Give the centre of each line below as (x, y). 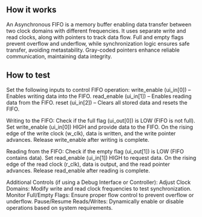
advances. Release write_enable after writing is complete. (78, 139)
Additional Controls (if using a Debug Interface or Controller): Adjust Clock (99, 182)
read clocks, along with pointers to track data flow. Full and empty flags (95, 37)
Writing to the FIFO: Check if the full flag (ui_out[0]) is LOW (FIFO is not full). (101, 120)
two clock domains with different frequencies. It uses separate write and (96, 31)
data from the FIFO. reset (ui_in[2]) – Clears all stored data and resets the (97, 102)
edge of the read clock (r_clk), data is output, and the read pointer (88, 164)
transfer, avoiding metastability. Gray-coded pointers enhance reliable (93, 50)
